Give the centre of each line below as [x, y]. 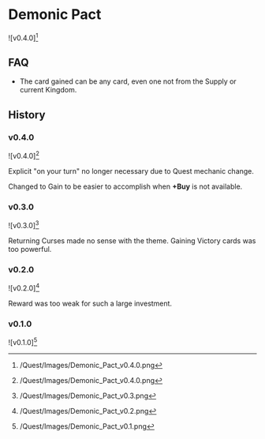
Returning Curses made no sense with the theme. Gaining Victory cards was [132, 240]
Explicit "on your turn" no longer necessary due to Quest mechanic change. [131, 171]
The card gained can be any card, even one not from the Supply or [128, 81]
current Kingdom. [48, 90]
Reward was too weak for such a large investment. [90, 303]
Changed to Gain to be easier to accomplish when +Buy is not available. [125, 186]
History [27, 115]
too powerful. [30, 249]
